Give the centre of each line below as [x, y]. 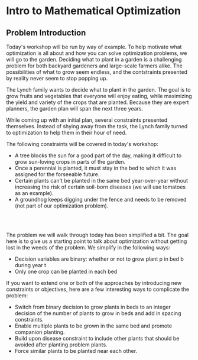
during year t [30, 265]
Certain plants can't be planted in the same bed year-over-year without [101, 181]
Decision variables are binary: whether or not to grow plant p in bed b [99, 259]
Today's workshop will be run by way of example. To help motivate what [94, 47]
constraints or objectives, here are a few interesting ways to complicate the [98, 289]
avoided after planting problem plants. [61, 345]
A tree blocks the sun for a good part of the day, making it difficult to [98, 155]
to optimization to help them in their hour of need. [66, 132]
